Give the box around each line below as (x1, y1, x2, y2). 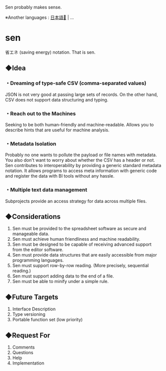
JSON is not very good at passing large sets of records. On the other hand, (5, 92, 158, 97)
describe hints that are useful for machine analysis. (5, 127, 110, 133)
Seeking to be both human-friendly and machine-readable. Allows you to (5, 121, 154, 127)
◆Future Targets (5, 293, 58, 301)
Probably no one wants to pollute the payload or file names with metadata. (5, 152, 157, 158)
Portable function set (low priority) (12, 317, 83, 323)
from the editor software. (12, 247, 63, 253)
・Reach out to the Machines (5, 110, 76, 117)
